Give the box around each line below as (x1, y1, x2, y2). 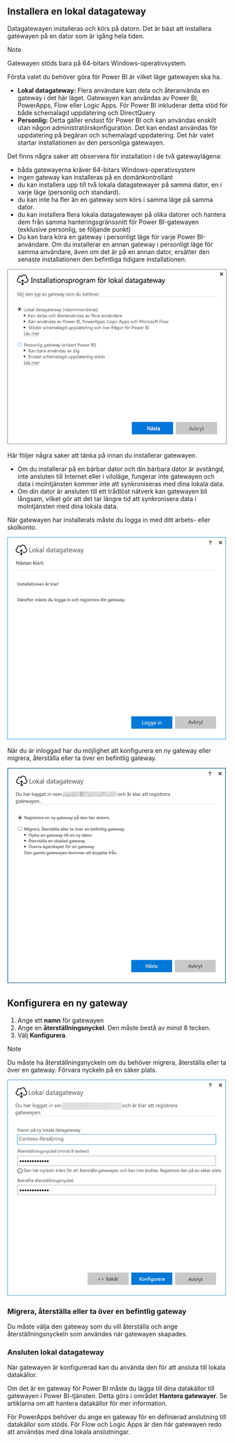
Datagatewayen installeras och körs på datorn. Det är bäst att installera (7, 24, 212, 32)
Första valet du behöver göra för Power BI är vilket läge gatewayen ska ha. (7, 72, 222, 81)
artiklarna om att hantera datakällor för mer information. (7, 1399, 168, 1408)
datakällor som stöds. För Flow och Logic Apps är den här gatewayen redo (7, 1421, 222, 1429)
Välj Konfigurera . (17, 1031, 68, 1039)
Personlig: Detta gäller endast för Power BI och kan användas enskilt (17, 116, 217, 124)
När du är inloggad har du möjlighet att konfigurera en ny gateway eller (7, 746, 212, 754)
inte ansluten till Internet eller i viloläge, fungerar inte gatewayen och (17, 472, 215, 480)
